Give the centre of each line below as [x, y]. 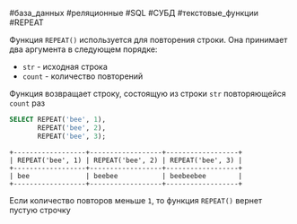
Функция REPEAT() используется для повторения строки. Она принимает [148, 40]
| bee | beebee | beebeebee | [126, 176]
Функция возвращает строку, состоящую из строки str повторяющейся [148, 94]
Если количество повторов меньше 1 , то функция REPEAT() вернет [136, 200]
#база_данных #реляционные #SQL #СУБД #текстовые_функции [134, 13]
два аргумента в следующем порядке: [83, 49]
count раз [27, 103]
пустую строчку [40, 210]
